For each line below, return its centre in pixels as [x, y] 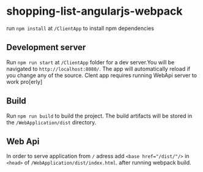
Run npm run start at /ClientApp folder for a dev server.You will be [90, 62]
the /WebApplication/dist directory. [51, 122]
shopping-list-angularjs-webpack [94, 11]
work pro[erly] [24, 81]
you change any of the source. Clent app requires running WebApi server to [102, 75]
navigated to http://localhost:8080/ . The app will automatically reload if [98, 69]
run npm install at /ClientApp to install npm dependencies [80, 28]
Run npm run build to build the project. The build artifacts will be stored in [99, 116]
